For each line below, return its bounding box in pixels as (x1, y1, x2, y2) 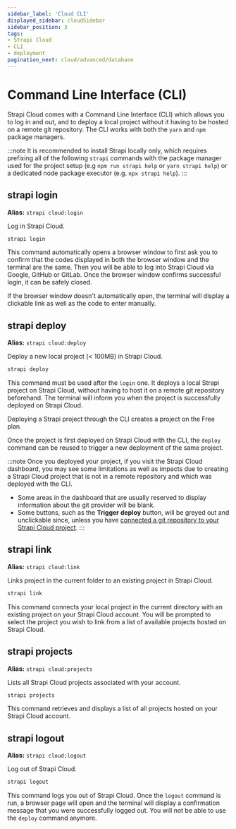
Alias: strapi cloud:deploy (7, 338, 87, 347)
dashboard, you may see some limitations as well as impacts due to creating (7, 465, 229, 473)
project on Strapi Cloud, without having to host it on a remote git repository (7, 386, 225, 395)
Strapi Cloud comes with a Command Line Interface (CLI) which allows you (7, 110, 225, 119)
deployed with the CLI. (7, 479, 73, 488)
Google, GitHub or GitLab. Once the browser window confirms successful (7, 270, 221, 279)
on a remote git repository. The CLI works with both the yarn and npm (7, 125, 206, 133)
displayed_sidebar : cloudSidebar (7, 17, 106, 24)
